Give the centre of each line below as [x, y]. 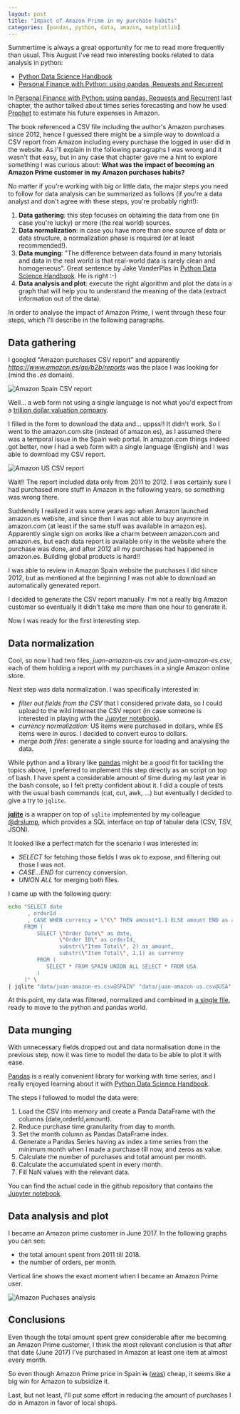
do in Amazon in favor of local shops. [63, 1403]
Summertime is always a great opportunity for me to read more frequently [116, 48]
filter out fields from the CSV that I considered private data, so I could [120, 703]
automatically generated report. [54, 585]
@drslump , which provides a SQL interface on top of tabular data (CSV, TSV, [120, 822]
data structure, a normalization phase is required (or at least [106, 238]
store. [17, 676]
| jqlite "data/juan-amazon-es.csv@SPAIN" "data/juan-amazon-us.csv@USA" [120, 986]
